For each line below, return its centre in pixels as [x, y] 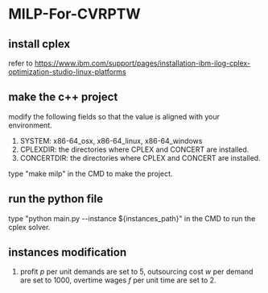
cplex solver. [29, 227]
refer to [21, 63]
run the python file [56, 199]
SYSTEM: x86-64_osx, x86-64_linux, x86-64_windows [111, 140]
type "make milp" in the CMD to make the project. [91, 174]
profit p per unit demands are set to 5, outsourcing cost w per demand [136, 272]
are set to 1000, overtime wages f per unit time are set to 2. [118, 280]
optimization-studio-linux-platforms [67, 72]
